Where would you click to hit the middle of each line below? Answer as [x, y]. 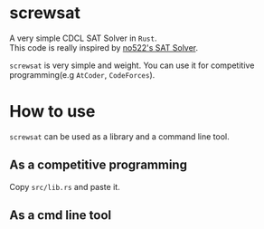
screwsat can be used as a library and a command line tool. [120, 136]
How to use [52, 112]
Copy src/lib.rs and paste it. [65, 186]
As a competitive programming [99, 165]
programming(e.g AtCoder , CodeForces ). [82, 74]
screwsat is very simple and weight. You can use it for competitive [132, 65]
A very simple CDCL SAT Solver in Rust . [83, 38]
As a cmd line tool [60, 215]
